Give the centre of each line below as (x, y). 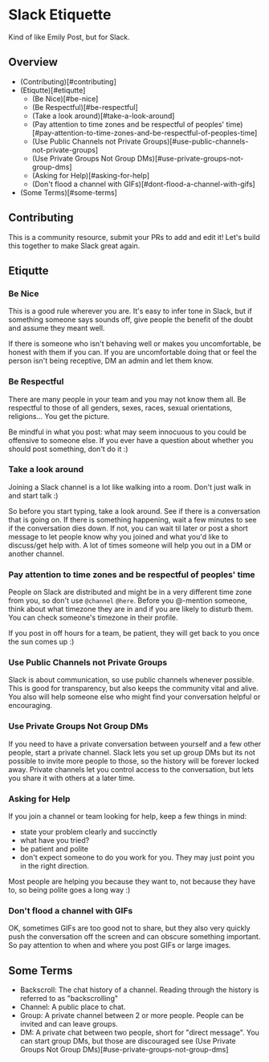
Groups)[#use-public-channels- (196, 141)
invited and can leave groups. (69, 1024)
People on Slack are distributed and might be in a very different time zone (130, 592)
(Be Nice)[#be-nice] (65, 99)
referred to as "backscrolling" (69, 999)
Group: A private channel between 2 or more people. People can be (132, 1015)
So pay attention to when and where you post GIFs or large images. (120, 946)
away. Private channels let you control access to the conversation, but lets (131, 769)
